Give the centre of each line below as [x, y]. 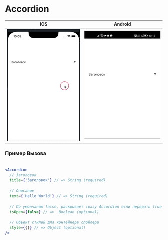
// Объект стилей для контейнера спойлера [54, 222]
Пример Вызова [26, 153]
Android [123, 24]
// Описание [22, 191]
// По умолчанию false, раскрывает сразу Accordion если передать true [86, 206]
